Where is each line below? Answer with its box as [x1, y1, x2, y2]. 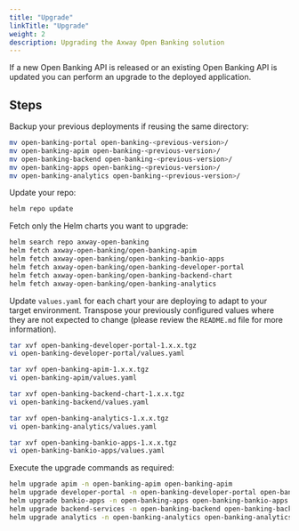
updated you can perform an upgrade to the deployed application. [9, 72, 252, 83]
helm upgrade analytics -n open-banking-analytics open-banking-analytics [9, 512, 293, 521]
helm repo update [9, 205, 74, 213]
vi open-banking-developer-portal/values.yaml [9, 349, 185, 358]
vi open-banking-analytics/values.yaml [9, 422, 158, 431]
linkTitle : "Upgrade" [9, 21, 90, 30]
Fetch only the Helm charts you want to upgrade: [9, 221, 189, 231]
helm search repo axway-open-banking [9, 237, 149, 247]
